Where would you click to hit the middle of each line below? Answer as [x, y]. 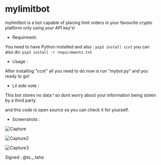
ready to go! [17, 76]
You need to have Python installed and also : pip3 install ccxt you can [77, 47]
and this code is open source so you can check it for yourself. [67, 110]
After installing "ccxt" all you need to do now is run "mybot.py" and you [77, 71]
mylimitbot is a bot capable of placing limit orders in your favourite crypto [79, 23]
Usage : [20, 61]
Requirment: [24, 37]
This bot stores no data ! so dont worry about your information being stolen [80, 95]
